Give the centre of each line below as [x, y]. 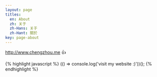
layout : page [19, 10]
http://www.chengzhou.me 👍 [35, 52]
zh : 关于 [18, 24]
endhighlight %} [22, 69]
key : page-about [22, 38]
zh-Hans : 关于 [23, 28]
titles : [13, 14]
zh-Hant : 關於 [23, 33]
